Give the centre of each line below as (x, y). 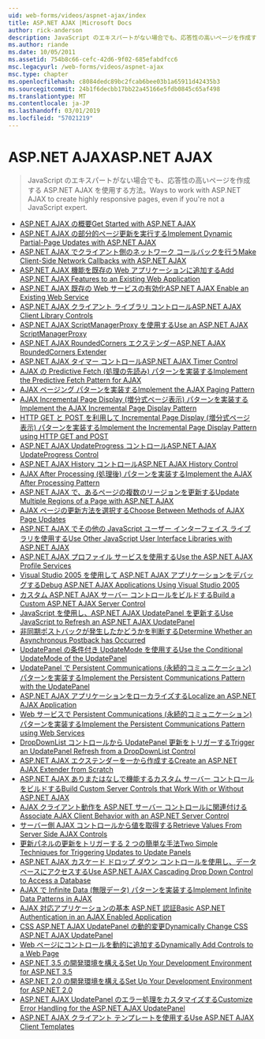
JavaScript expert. (58, 207)
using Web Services (52, 733)
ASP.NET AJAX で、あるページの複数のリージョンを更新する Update (129, 492)
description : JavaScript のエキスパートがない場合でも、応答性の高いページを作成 (129, 38)
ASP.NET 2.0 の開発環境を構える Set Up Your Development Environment (136, 981)
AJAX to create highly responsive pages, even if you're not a (126, 199)
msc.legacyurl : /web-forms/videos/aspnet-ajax (86, 67)
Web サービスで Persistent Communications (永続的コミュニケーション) (136, 714)
